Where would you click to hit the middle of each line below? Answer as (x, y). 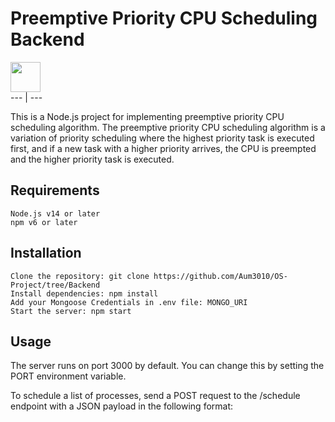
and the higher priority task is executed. (92, 159)
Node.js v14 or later (55, 213)
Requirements (55, 190)
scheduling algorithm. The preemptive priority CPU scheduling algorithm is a (168, 127)
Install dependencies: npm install (84, 293)
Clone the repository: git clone (80, 276)
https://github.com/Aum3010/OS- (220, 276)
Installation (46, 253)
